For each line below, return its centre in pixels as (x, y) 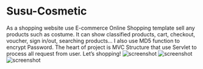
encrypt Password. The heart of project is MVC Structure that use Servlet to (101, 47)
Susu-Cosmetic (47, 11)
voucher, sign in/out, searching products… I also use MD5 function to (93, 41)
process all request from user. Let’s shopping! (64, 53)
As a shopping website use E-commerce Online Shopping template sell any (101, 28)
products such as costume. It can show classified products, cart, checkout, (101, 34)
